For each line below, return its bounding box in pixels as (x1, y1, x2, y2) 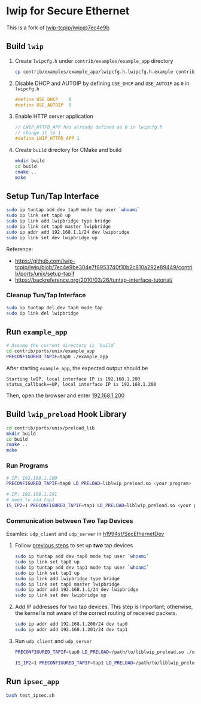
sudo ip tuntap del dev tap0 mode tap (6, 304, 103, 310)
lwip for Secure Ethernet (6, 4, 130, 18)
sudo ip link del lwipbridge (6, 310, 79, 316)
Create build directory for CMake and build (14, 147, 122, 153)
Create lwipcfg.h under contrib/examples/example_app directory (14, 57, 173, 64)
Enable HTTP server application (14, 112, 94, 120)
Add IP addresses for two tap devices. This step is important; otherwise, (14, 603, 193, 611)
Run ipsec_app (6, 676, 60, 687)
